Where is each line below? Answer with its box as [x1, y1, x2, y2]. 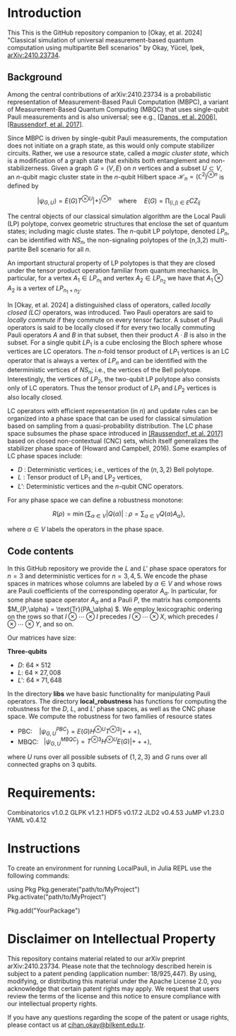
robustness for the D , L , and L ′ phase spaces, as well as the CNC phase [7, 705, 216, 713]
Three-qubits [7, 648, 47, 656]
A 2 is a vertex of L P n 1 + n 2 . [7, 284, 83, 295]
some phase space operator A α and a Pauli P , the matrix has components [7, 595, 221, 606]
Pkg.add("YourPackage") [7, 906, 81, 915]
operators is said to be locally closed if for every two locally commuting [7, 323, 216, 331]
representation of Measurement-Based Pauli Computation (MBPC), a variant [7, 97, 229, 106]
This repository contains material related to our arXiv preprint [7, 955, 186, 963]
